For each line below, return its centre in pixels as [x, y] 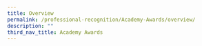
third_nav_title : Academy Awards [55, 32]
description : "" [30, 26]
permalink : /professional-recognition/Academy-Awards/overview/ [101, 20]
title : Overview [30, 13]
